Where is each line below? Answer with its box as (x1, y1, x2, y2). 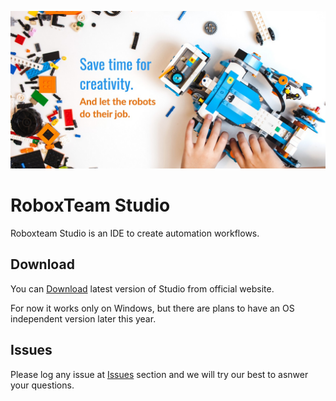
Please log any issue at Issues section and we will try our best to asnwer (10, 368, 309, 380)
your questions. (10, 379, 75, 391)
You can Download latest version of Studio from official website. (10, 282, 275, 295)
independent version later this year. (10, 312, 157, 325)
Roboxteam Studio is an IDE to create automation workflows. (10, 227, 260, 239)
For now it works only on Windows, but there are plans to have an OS (10, 302, 295, 314)
